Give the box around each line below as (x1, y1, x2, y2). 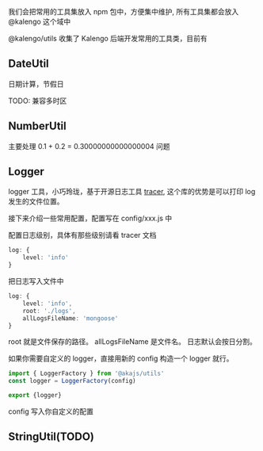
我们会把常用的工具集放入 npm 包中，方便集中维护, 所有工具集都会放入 (8, 7, 239, 16)
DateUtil (8, 57, 49, 71)
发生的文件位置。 (8, 197, 64, 206)
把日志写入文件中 (8, 277, 64, 286)
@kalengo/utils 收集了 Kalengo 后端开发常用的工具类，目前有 (8, 34, 208, 43)
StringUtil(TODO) (8, 430, 95, 444)
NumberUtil (8, 120, 67, 133)
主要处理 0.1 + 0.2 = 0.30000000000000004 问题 (8, 141, 170, 151)
